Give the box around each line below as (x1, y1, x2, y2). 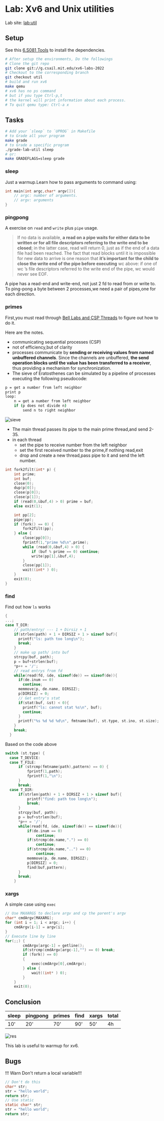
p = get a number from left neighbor (5, 385, 82, 390)
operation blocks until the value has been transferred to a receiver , (12, 360, 151, 366)
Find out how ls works (5, 604, 51, 610)
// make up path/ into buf (14, 650, 69, 655)
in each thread (12, 437, 42, 442)
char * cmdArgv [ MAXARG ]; (5, 915, 54, 920)
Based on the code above (5, 741, 57, 747)
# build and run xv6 (5, 80, 48, 85)
